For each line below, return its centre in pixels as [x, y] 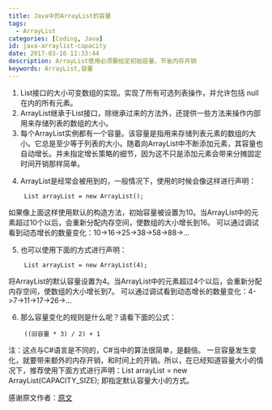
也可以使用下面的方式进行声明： [73, 250]
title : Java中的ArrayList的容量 [60, 16]
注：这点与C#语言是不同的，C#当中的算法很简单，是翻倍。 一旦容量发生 [129, 350]
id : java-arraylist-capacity [57, 46]
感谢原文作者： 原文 [40, 397]
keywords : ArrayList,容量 [51, 69]
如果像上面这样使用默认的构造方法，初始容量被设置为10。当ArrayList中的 [130, 212]
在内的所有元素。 [49, 103]
